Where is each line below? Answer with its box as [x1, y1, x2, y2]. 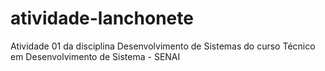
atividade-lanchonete [10, 7, 194, 30]
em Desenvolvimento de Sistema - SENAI [10, 50, 181, 62]
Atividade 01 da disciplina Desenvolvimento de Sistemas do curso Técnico [10, 40, 316, 52]
